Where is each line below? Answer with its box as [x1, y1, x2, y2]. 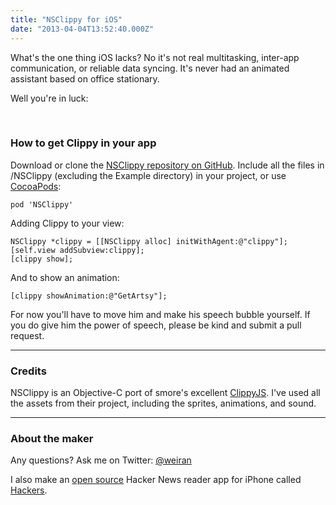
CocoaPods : [10, 180, 62, 192]
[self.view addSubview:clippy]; [10, 245, 145, 255]
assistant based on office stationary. [10, 72, 160, 85]
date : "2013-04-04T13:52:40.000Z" [10, 24, 155, 34]
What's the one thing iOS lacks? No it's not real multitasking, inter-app [10, 51, 300, 63]
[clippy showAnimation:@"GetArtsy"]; [10, 291, 168, 301]
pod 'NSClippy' [10, 199, 74, 210]
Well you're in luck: [10, 92, 89, 104]
